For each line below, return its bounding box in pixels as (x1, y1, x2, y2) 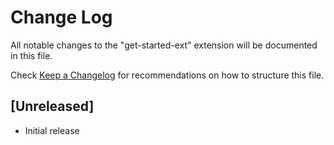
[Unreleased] (10, 98, 95, 115)
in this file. (10, 49, 53, 61)
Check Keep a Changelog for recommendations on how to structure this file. (10, 69, 325, 81)
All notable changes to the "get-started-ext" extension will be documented (10, 39, 318, 51)
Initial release (24, 124, 80, 136)
